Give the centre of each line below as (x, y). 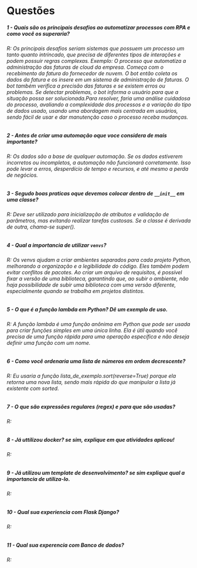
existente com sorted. (33, 388)
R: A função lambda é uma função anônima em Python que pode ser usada (98, 324)
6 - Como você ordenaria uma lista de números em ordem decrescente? (96, 361)
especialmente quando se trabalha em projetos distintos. (76, 291)
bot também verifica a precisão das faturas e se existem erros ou (86, 86)
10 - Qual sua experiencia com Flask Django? (63, 512)
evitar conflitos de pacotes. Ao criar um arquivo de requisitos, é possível (94, 273)
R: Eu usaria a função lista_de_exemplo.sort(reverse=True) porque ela (91, 376)
